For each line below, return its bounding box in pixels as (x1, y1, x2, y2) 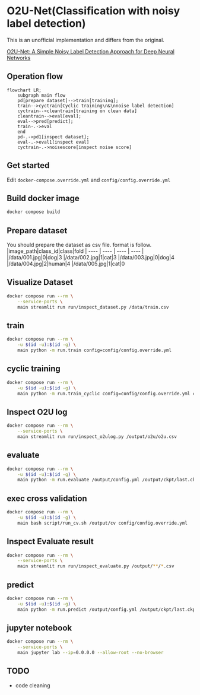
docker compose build (7, 209, 61, 215)
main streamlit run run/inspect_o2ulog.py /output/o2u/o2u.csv (17, 433, 177, 440)
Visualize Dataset (7, 277, 74, 287)
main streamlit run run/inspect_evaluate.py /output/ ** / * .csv (17, 563, 174, 569)
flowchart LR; (7, 87, 42, 93)
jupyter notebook (7, 623, 72, 633)
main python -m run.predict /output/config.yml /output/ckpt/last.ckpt (17, 607, 198, 613)
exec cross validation (7, 493, 88, 503)
